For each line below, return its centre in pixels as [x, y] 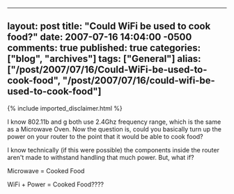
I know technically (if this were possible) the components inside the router [113, 149]
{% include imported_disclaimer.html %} [65, 108]
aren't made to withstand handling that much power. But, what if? [101, 157]
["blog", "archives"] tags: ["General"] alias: [104, 59]
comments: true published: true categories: [104, 48]
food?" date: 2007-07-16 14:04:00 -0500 [100, 37]
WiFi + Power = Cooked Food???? [56, 184]
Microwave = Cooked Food [46, 170]
